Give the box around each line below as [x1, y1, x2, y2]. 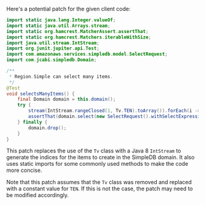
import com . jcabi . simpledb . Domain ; [6, 57, 97, 63]
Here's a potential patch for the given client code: [6, 6, 131, 12]
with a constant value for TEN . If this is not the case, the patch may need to [6, 185, 193, 192]
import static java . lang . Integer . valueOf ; [6, 17, 116, 23]
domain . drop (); [28, 125, 67, 131]
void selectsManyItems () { [6, 91, 75, 97]
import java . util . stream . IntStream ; [6, 40, 99, 46]
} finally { [17, 119, 48, 125]
